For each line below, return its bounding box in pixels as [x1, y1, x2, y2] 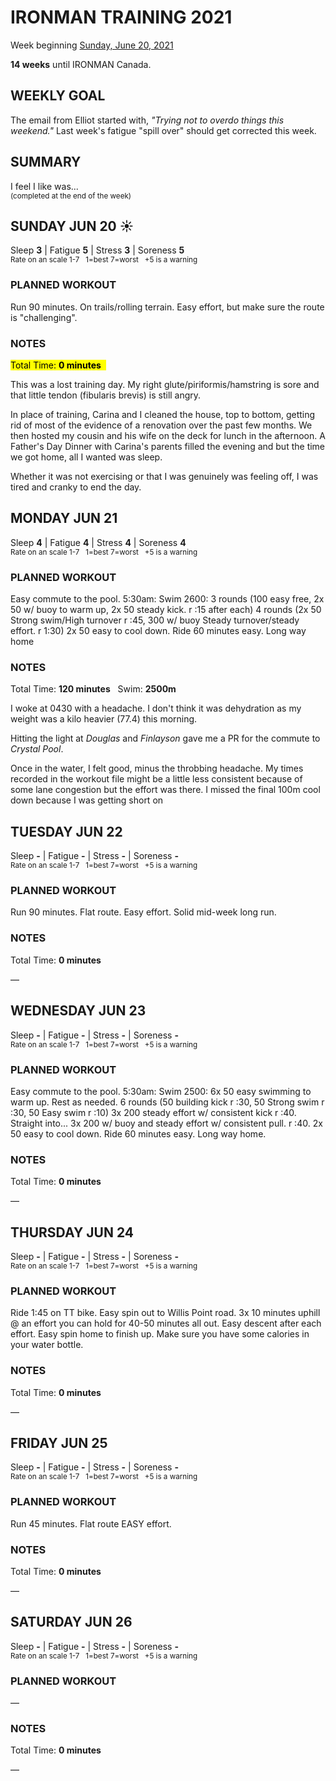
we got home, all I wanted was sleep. [10, 451, 163, 463]
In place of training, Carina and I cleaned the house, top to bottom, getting [10, 408, 316, 420]
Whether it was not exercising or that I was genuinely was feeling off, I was [10, 470, 319, 482]
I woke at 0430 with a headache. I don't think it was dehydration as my [10, 702, 302, 715]
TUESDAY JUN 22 [10, 823, 123, 840]
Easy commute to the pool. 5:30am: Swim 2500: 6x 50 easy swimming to [10, 1085, 312, 1097]
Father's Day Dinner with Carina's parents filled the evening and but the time [10, 440, 326, 452]
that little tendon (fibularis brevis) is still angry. [10, 389, 202, 401]
